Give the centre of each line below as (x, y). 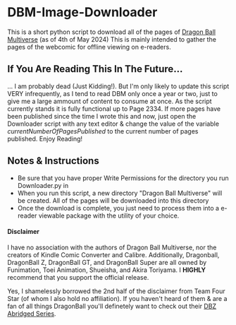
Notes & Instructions (54, 161)
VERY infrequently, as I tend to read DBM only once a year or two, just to (113, 93)
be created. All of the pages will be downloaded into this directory (113, 200)
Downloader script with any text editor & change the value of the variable (113, 124)
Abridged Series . (32, 313)
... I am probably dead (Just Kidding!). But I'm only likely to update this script (118, 86)
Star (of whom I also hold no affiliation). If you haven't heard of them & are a (117, 298)
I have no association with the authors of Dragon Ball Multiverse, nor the (112, 247)
